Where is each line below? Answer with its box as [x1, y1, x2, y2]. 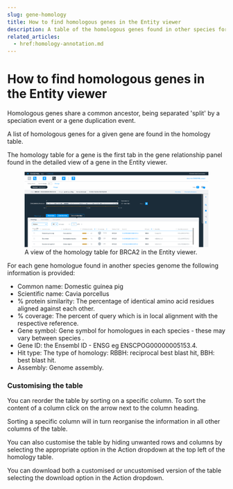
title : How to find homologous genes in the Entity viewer [7, 18, 182, 26]
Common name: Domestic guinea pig [17, 282, 123, 290]
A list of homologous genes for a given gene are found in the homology [7, 130, 211, 138]
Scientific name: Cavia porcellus [17, 289, 110, 298]
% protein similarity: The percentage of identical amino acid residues [17, 297, 215, 305]
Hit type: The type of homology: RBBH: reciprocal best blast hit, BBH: [17, 348, 215, 357]
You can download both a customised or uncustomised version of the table [7, 466, 222, 475]
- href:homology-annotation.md [13, 40, 104, 48]
